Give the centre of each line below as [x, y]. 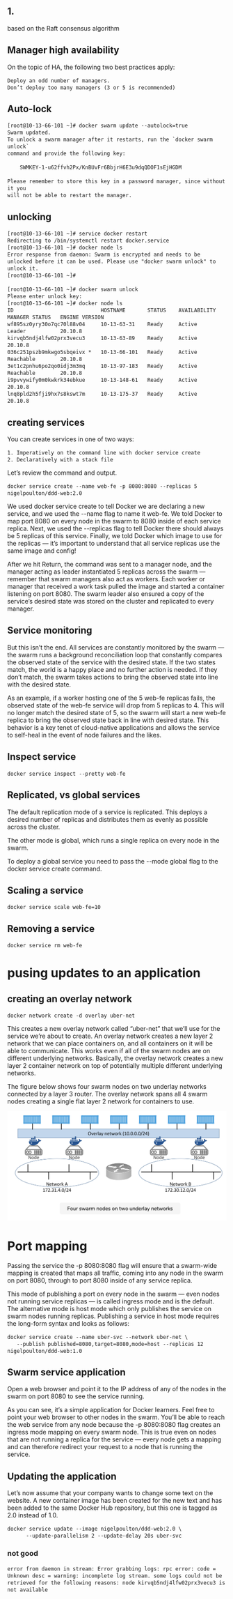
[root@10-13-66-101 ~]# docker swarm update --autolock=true [98, 126]
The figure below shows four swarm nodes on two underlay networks [107, 1087]
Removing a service [51, 929]
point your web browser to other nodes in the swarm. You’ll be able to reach [116, 1417]
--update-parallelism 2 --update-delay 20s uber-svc [104, 1536]
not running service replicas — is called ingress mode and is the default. [111, 1301]
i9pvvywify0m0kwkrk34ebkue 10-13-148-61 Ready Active [102, 380]
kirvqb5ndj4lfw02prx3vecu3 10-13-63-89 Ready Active [102, 338]
